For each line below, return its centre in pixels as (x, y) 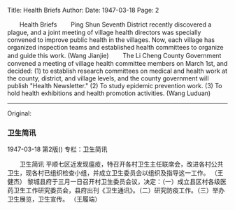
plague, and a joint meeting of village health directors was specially (104, 32)
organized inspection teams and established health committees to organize (115, 47)
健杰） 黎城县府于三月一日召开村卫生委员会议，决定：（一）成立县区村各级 (114, 182)
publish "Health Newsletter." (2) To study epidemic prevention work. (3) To (115, 86)
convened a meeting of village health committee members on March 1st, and (117, 63)
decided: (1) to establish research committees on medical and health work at (117, 71)
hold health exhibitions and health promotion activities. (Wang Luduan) (109, 93)
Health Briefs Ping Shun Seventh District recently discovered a (115, 24)
